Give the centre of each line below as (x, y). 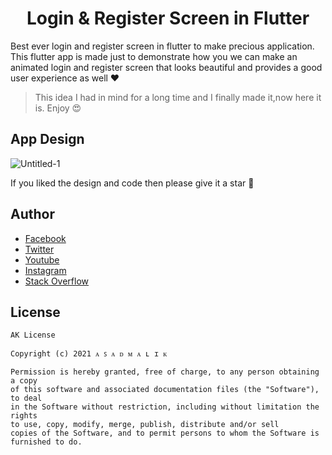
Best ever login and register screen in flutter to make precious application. (162, 46)
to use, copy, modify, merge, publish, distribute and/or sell (145, 425)
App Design (47, 139)
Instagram (45, 270)
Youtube (42, 259)
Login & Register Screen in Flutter (168, 18)
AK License (33, 335)
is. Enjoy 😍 (58, 108)
